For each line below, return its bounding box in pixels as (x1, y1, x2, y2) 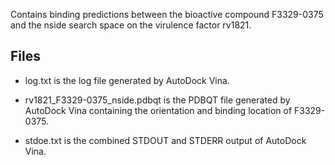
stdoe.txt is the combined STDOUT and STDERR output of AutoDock (24, 134, 307, 146)
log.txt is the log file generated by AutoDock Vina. (24, 74, 230, 86)
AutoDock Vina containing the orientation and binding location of (24, 104, 293, 116)
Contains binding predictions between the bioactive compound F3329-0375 (10, 9, 324, 20)
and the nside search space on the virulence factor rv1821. (10, 19, 252, 31)
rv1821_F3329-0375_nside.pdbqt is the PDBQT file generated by (24, 94, 291, 106)
